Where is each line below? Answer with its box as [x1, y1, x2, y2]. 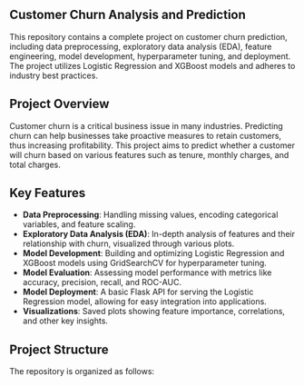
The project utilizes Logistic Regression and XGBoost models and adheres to [9, 60, 296, 71]
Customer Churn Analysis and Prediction [9, 7, 247, 23]
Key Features [9, 185, 86, 201]
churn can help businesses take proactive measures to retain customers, [9, 130, 282, 141]
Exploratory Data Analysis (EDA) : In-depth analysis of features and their [22, 229, 296, 240]
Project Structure [9, 341, 109, 357]
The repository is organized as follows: [9, 366, 155, 377]
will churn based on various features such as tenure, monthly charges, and [9, 149, 289, 160]
